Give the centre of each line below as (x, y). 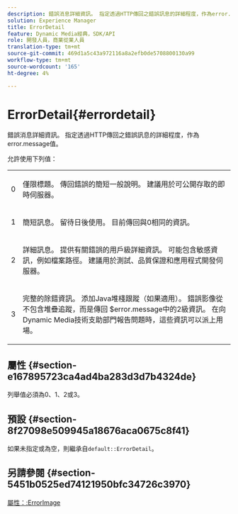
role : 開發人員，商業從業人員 (46, 40)
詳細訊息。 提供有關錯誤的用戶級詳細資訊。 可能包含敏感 (117, 250)
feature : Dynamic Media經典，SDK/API (61, 34)
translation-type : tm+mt (44, 47)
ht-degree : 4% (28, 73)
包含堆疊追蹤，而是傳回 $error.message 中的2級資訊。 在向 (128, 309)
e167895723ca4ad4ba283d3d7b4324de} (102, 376)
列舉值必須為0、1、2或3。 (45, 395)
